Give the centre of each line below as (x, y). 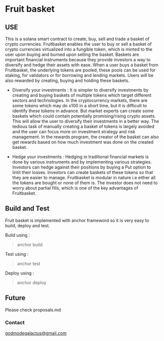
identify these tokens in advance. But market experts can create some (83, 111)
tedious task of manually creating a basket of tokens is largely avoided (83, 126)
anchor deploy (32, 282)
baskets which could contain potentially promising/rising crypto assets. (84, 116)
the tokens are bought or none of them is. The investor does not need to (85, 183)
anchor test (29, 264)
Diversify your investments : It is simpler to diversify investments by (80, 90)
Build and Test (27, 208)
